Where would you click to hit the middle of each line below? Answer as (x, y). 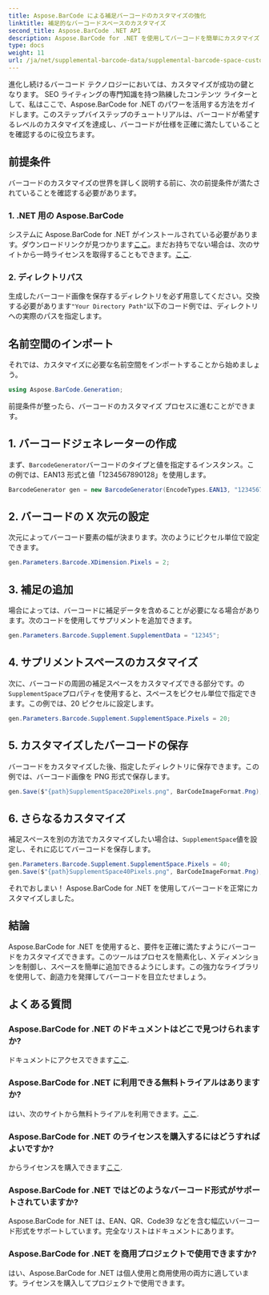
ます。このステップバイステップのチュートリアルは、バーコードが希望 (138, 114)
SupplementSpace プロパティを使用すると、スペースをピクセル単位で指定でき (133, 693)
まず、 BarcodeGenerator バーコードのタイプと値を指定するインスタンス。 (128, 465)
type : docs (26, 46)
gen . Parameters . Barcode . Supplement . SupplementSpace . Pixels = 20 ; (120, 718)
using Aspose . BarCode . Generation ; (66, 390)
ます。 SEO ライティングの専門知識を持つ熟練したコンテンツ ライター (137, 94)
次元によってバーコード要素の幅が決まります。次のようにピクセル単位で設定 (134, 537)
